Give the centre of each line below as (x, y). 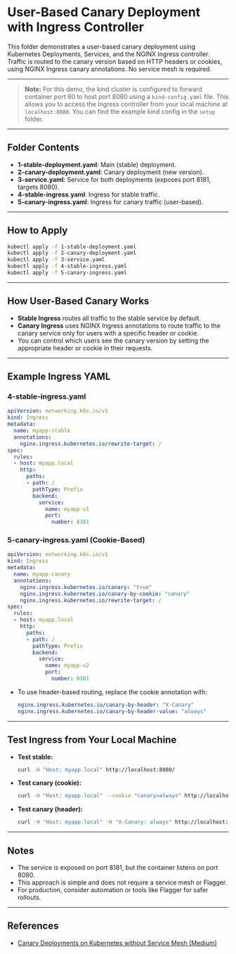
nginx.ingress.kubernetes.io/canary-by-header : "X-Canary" (106, 705)
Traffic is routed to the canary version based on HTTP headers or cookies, (115, 61)
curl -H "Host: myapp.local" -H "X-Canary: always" (94, 822)
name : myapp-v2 (67, 665)
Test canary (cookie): (50, 783)
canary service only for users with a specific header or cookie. (108, 333)
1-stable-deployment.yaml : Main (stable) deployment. (97, 164)
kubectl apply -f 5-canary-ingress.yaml (67, 273)
